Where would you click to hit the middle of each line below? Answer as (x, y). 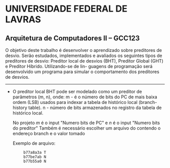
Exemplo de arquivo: (34, 143)
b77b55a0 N (35, 161)
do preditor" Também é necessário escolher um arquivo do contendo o (87, 128)
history (20, 107)
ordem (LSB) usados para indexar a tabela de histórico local (75, 102)
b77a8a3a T (35, 152)
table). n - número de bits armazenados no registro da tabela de (95, 107)
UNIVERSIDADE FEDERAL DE (66, 9)
